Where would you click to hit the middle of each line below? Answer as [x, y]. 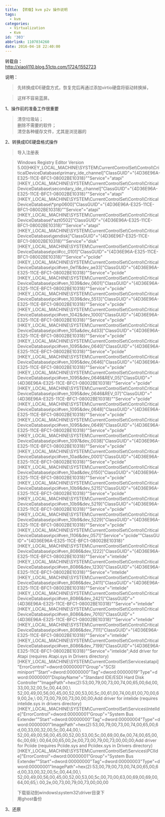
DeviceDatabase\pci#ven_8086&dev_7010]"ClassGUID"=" [76, 614]
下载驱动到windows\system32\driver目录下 [61, 792]
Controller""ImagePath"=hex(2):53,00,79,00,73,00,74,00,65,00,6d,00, [88, 682]
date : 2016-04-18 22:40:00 [33, 46]
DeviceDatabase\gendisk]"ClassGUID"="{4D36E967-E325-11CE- [83, 236]
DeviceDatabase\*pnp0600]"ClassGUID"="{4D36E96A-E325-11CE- [86, 204]
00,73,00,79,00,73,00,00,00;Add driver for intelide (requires [97, 698]
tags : [11, 14]
